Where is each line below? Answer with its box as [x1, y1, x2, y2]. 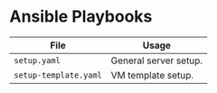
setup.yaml [14, 55, 61, 65]
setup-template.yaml [14, 70, 102, 80]
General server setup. [110, 54, 203, 67]
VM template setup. [110, 69, 194, 81]
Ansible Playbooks [9, 6, 153, 27]
